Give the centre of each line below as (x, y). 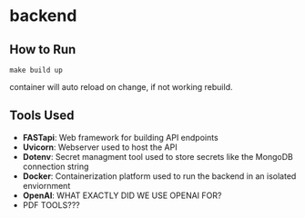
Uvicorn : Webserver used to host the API (100, 147)
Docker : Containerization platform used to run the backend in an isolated (159, 176)
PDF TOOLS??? (51, 204)
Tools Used (42, 116)
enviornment (46, 185)
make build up (36, 70)
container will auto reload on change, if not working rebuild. (121, 87)
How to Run (43, 50)
